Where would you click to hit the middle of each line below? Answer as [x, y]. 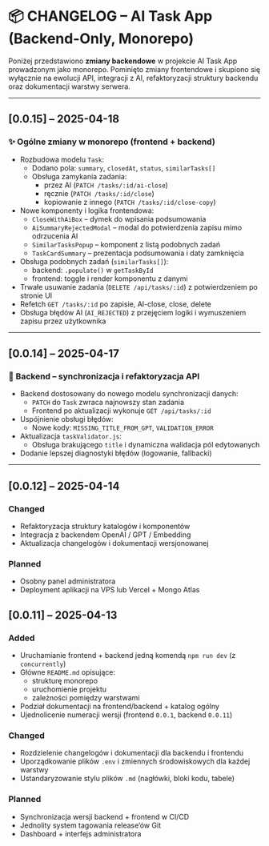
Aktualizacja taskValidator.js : [71, 436]
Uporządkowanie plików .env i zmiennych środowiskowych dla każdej [135, 761]
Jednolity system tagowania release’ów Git [90, 825]
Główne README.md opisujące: [68, 672]
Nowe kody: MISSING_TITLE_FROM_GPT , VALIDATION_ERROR [122, 428]
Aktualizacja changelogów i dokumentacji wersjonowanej [114, 543]
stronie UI [36, 295]
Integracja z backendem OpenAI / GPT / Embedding [105, 535]
